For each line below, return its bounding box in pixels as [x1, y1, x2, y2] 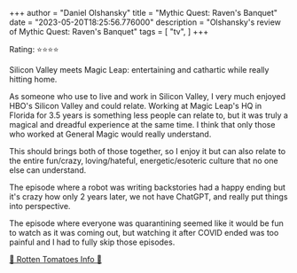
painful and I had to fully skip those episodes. [9, 237, 176, 247]
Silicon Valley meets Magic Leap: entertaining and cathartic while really [9, 65, 270, 74]
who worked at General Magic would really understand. [9, 129, 212, 139]
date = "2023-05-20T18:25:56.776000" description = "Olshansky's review [9, 17, 282, 27]
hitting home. [9, 74, 58, 84]
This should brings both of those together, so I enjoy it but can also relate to [9, 146, 286, 156]
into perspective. [9, 201, 71, 211]
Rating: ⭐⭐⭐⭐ [9, 44, 59, 54]
